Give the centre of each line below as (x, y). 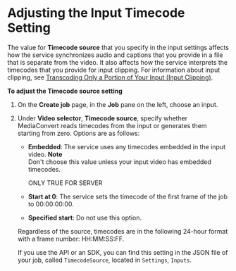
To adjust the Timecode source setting (65, 91)
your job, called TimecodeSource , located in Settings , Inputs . (105, 260)
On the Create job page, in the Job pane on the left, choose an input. (118, 104)
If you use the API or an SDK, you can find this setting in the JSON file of (123, 252)
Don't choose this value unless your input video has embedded (119, 162)
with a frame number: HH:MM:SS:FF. (71, 239)
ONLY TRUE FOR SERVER (65, 183)
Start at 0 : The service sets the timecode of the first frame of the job (128, 196)
